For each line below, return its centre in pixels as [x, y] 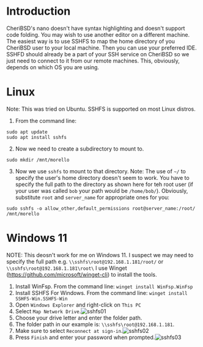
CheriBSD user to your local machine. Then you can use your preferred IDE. [102, 48]
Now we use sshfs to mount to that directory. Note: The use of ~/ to [101, 171]
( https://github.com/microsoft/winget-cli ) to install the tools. [82, 274]
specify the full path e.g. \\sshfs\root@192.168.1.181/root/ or [85, 261]
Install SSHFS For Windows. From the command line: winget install [101, 293]
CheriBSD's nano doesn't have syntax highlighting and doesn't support [96, 28]
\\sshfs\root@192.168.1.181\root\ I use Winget [67, 268]
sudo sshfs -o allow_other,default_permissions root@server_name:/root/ [101, 208]
